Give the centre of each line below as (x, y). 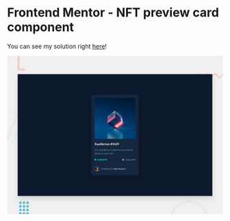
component (40, 27)
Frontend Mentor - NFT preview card (113, 13)
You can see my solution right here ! (57, 46)
